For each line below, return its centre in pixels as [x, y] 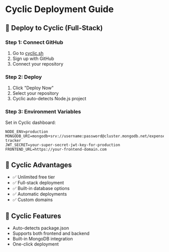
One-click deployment [35, 244]
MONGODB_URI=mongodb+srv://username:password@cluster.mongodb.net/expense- [86, 136]
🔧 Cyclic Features [33, 216]
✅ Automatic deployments [39, 194]
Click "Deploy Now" [33, 88]
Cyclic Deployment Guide [60, 9]
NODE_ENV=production [27, 132]
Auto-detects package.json [41, 228]
